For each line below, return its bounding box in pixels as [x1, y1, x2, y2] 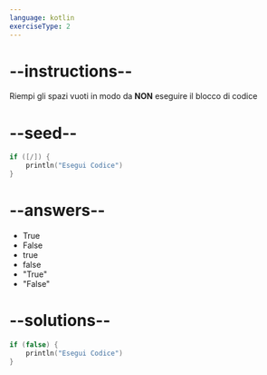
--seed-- [9, 123, 78, 143]
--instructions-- [9, 61, 133, 82]
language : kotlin [9, 13, 75, 23]
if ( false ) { [9, 340, 59, 350]
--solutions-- [9, 311, 111, 331]
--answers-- [9, 201, 106, 221]
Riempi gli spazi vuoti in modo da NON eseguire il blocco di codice [9, 91, 258, 102]
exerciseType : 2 [9, 22, 71, 31]
